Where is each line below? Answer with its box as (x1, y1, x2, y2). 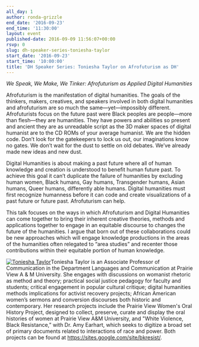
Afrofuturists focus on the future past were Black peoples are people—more (6, 110, 192, 117)
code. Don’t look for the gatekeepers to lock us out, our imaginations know (6, 136, 189, 143)
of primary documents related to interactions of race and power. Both (6, 327, 176, 335)
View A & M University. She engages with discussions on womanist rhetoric (6, 271, 191, 278)
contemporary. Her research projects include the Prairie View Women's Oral (6, 303, 192, 310)
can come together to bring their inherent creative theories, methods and (6, 215, 185, 222)
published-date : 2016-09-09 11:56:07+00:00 (6, 36, 116, 42)
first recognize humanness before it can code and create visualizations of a (6, 191, 191, 199)
